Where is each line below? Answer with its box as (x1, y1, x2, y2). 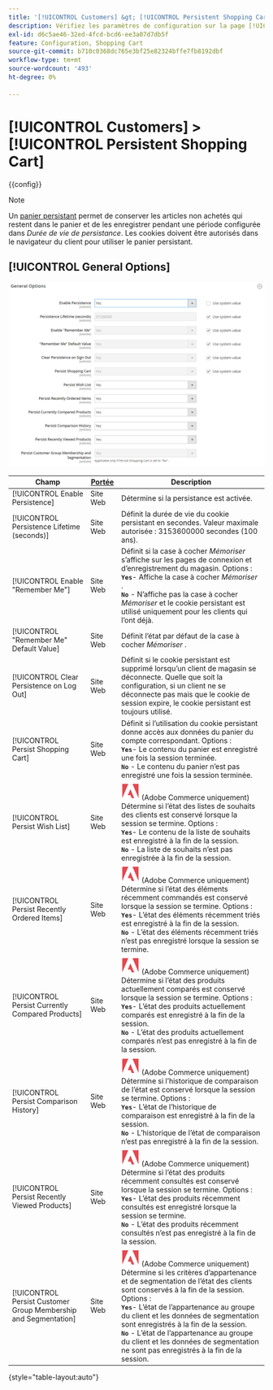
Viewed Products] (11, 1201, 72, 1210)
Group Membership (11, 1305, 77, 1315)
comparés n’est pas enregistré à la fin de (121, 1036, 258, 1046)
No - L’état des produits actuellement (121, 1027, 244, 1037)
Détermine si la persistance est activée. (121, 493, 253, 503)
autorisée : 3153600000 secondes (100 (121, 526, 258, 536)
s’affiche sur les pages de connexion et (121, 554, 252, 564)
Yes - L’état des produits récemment (121, 1193, 241, 1203)
